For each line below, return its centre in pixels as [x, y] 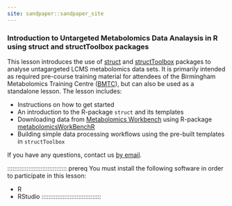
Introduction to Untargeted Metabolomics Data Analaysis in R [113, 37]
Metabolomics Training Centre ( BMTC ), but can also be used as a [101, 83]
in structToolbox [41, 141]
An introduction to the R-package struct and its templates [100, 112]
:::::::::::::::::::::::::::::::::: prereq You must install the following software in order [115, 168]
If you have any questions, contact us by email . [75, 155]
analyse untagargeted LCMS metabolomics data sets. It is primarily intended [116, 69]
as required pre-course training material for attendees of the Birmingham [111, 76]
